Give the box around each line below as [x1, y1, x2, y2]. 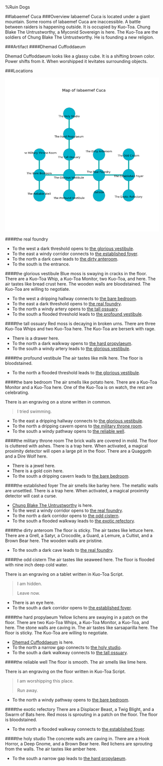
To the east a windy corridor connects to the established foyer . [12, 251, 139, 257]
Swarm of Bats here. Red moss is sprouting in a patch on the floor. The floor [5, 712, 158, 717]
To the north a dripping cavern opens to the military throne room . [12, 423, 143, 429]
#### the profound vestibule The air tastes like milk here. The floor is [5, 355, 143, 361]
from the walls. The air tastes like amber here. [5, 746, 97, 752]
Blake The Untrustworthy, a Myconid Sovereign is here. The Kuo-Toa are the [5, 29, 159, 35]
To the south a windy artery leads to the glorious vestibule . [12, 346, 131, 351]
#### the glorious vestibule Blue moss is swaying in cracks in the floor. [5, 271, 147, 276]
